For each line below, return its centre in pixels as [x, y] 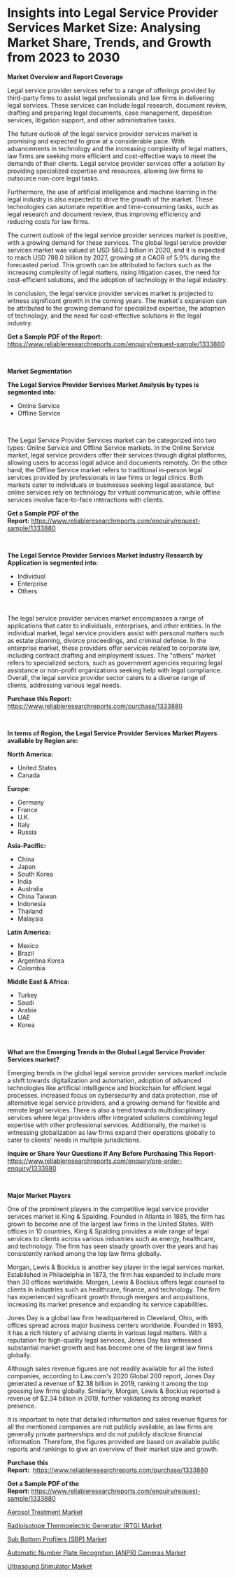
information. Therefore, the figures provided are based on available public [114, 1441]
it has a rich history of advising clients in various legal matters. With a [107, 1332]
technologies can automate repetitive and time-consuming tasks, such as [113, 206]
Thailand [30, 911]
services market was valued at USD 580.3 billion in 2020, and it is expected [116, 250]
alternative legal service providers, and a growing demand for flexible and [114, 1103]
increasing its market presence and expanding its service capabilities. [108, 1304]
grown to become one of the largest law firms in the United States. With [111, 1224]
